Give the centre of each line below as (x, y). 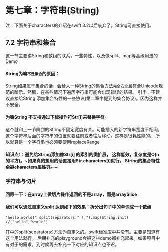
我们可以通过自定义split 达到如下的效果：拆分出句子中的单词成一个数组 (78, 207)
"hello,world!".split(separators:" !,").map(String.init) (67, 218)
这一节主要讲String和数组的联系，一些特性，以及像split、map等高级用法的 (82, 55)
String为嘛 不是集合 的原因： (32, 74)
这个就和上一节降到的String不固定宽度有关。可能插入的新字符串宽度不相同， (84, 130)
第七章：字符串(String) (52, 10)
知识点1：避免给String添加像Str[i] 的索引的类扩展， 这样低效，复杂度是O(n (82, 154)
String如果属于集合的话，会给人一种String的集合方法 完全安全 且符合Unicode (82, 86)
